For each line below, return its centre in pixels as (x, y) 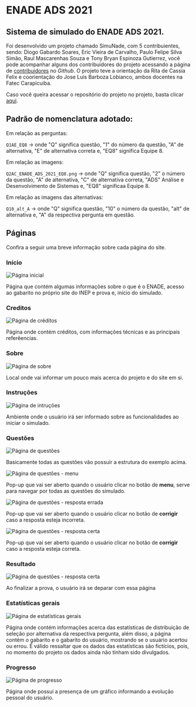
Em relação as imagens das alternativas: (55, 197)
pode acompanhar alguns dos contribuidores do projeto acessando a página (98, 64)
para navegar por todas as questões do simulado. (66, 491)
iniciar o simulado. (28, 423)
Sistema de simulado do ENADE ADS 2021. (85, 32)
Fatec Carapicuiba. (29, 83)
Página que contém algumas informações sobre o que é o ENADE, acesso (95, 286)
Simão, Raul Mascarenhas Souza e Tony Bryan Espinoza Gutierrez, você (93, 58)
